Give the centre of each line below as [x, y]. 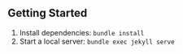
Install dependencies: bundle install [82, 32]
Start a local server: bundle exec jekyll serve [97, 41]
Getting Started [48, 13]
